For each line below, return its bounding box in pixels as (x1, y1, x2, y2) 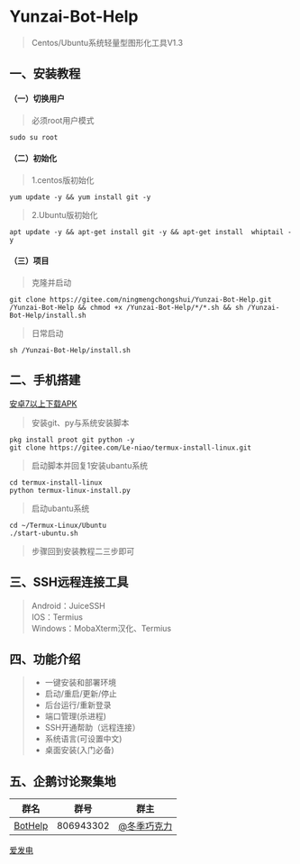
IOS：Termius (31, 611, 84, 623)
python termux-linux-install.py (9, 486, 131, 495)
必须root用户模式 (31, 114, 95, 125)
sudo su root (9, 132, 59, 141)
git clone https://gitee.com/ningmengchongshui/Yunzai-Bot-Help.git (9, 295, 272, 304)
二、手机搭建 (9, 372, 81, 388)
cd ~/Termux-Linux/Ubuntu (9, 521, 106, 530)
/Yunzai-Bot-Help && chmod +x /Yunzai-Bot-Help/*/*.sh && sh (9, 303, 244, 312)
